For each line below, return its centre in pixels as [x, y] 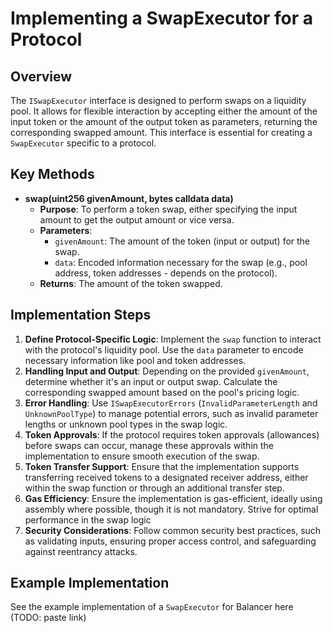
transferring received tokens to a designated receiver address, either [166, 477]
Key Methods [52, 174]
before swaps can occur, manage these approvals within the [149, 445]
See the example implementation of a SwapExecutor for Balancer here [152, 607]
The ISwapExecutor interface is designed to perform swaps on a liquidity [158, 100]
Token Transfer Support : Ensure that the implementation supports [162, 466]
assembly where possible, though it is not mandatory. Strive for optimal [171, 509]
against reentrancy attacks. [81, 551]
